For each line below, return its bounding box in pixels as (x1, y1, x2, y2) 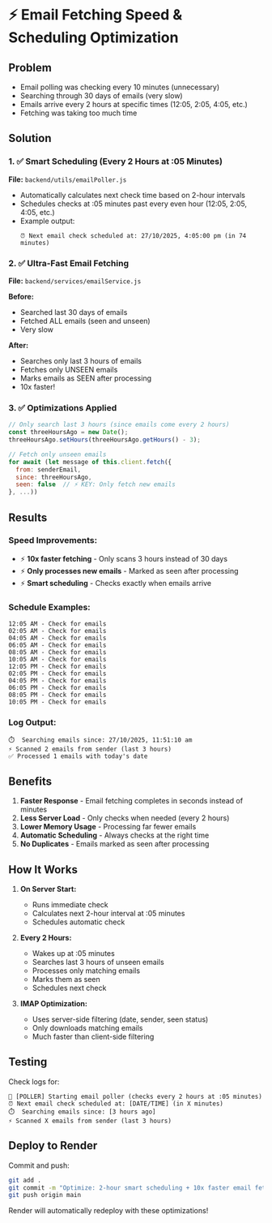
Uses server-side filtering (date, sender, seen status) (32, 1014, 209, 1024)
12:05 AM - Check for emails (8, 620, 107, 628)
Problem (8, 61, 53, 75)
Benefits (8, 774, 53, 788)
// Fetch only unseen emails (8, 450, 107, 459)
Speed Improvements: (8, 535, 98, 546)
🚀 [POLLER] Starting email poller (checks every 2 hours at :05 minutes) (8, 1092, 263, 1100)
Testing (8, 1055, 48, 1069)
